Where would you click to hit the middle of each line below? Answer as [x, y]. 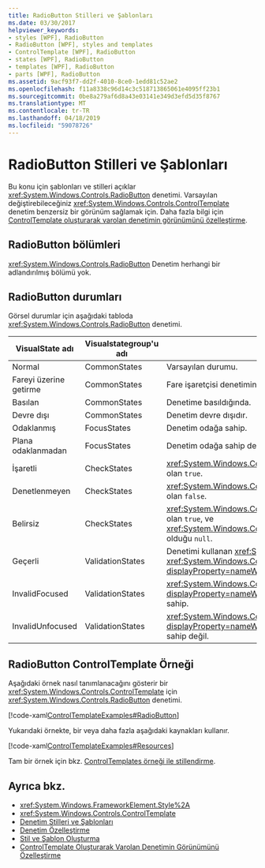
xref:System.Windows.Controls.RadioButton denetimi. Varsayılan [113, 195]
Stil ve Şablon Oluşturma [60, 838]
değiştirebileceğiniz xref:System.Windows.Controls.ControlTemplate [119, 203]
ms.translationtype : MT [47, 103]
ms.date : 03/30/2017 [42, 23]
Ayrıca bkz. [37, 786]
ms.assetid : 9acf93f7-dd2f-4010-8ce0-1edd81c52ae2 [93, 81]
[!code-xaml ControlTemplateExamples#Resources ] [91, 746]
